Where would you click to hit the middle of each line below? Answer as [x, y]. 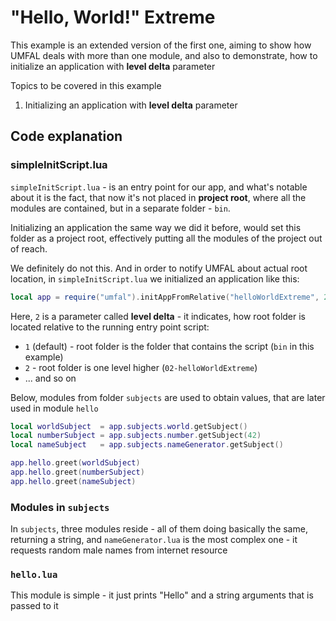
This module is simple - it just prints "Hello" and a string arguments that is [162, 595]
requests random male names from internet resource [119, 550]
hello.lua [34, 574]
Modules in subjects [60, 507]
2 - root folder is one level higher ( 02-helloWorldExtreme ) [141, 367]
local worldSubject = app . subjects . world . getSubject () [129, 426]
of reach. [29, 248]
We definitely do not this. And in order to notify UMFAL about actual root [159, 268]
